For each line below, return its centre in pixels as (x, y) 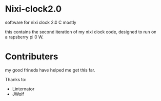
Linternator (23, 89)
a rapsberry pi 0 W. (24, 37)
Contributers (32, 57)
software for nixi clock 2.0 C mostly (41, 22)
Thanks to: (16, 79)
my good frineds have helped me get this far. (50, 70)
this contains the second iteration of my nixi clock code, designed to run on (81, 32)
